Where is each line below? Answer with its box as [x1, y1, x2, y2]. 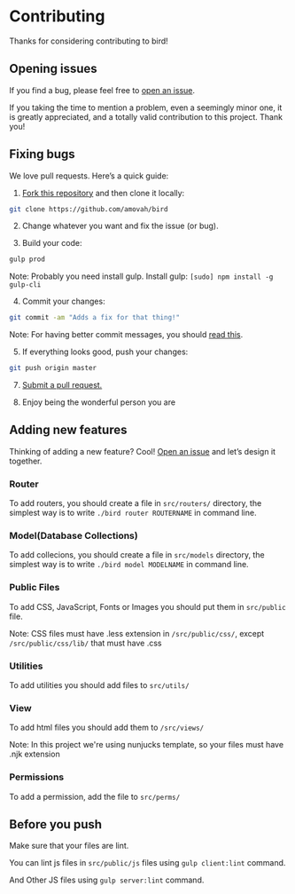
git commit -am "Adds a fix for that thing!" [9, 313, 180, 322]
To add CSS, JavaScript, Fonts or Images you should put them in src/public [9, 601, 286, 612]
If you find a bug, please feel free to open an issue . [9, 84, 196, 95]
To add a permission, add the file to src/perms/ [9, 791, 181, 802]
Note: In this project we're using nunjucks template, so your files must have [9, 740, 284, 750]
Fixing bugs [9, 146, 75, 162]
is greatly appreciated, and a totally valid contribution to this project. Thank [9, 111, 283, 122]
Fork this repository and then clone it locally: [21, 187, 185, 198]
